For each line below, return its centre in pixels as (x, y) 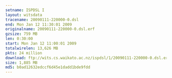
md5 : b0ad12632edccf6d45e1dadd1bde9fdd (48, 67)
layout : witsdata (24, 15)
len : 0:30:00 (19, 39)
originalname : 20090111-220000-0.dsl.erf (50, 29)
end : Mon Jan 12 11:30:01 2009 (39, 24)
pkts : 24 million (24, 53)
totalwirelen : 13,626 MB (32, 48)
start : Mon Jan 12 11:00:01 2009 (41, 44)
